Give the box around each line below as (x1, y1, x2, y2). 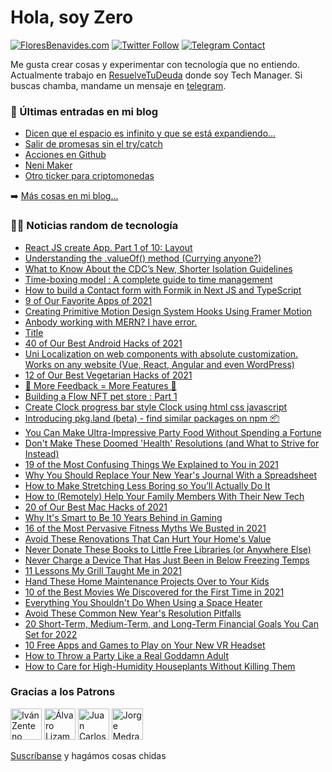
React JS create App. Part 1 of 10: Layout (24, 241, 193, 253)
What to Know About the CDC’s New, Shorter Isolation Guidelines (24, 262, 293, 275)
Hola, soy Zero (10, 6, 134, 29)
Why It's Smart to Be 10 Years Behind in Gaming (24, 511, 223, 523)
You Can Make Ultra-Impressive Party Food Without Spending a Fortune (24, 426, 322, 438)
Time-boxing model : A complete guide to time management (24, 273, 273, 285)
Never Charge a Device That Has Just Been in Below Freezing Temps (24, 554, 310, 566)
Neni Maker (24, 159, 73, 171)
